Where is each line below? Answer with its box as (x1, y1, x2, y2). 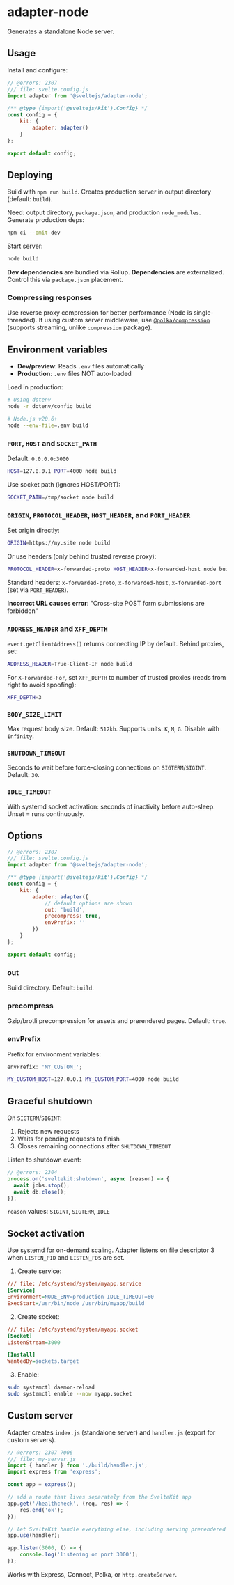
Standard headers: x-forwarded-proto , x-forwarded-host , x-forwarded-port (7, 578, 222, 586)
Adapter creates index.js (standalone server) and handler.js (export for (7, 1428, 216, 1437)
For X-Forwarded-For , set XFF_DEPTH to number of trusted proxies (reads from (7, 673, 226, 681)
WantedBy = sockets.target (7, 1358, 79, 1365)
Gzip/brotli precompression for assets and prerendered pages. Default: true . (7, 1017, 227, 1025)
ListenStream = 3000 (7, 1338, 61, 1346)
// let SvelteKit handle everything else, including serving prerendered (7, 1526, 226, 1533)
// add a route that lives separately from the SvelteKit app (7, 1494, 192, 1501)
